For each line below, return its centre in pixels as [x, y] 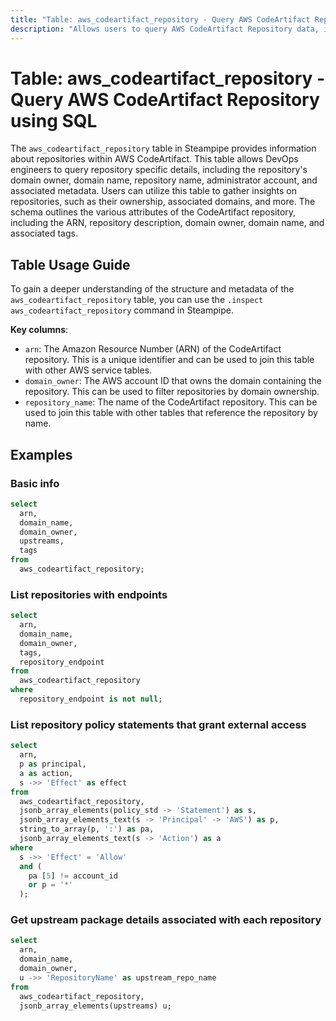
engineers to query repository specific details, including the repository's [159, 170]
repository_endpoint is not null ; [91, 699]
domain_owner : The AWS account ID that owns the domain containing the [173, 381]
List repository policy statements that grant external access [158, 724]
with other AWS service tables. [88, 370]
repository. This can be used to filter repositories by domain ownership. [172, 392]
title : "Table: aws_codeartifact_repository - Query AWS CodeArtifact [160, 19]
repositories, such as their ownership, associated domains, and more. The [163, 202]
